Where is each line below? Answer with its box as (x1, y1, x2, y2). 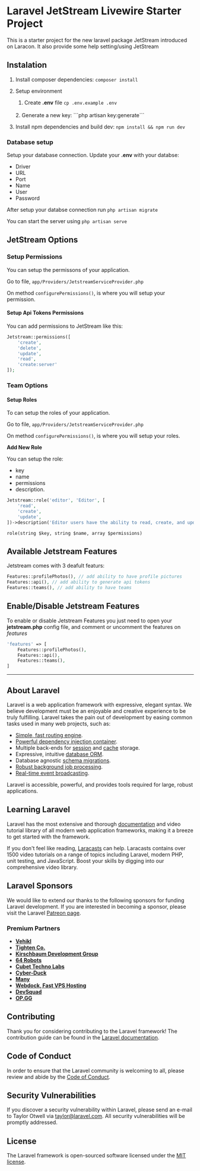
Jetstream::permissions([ (7, 334, 71, 340)
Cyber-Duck (15, 969, 47, 976)
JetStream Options (7, 235, 78, 245)
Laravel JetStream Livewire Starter (7, 4, 182, 18)
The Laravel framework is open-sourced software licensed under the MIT (7, 1152, 186, 1159)
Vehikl (15, 937, 32, 944)
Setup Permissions (7, 253, 63, 261)
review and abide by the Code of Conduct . (7, 1073, 110, 1081)
